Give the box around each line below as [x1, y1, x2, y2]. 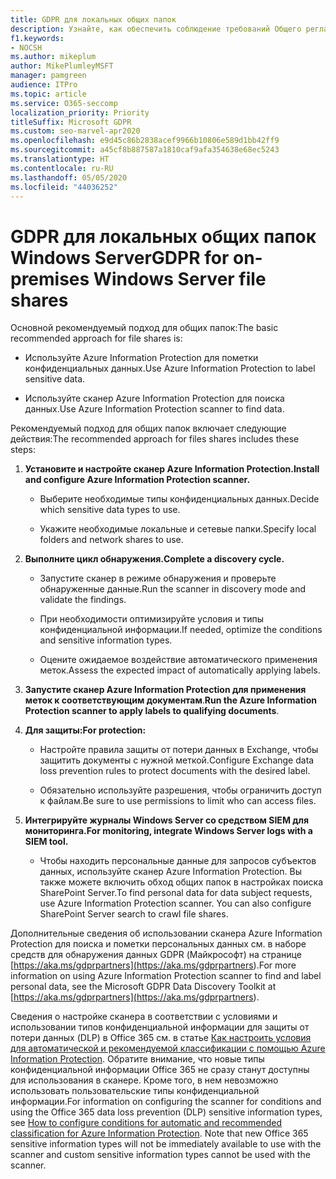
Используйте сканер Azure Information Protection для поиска [24, 392, 285, 405]
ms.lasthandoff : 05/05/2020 [10, 172, 128, 183]
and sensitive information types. [39, 634, 173, 646]
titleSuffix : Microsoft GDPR [10, 117, 132, 127]
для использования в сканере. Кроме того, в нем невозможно [10, 1074, 279, 1086]
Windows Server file [93, 267, 267, 290]
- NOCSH [10, 42, 43, 53]
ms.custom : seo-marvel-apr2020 [10, 126, 141, 136]
